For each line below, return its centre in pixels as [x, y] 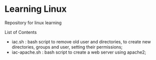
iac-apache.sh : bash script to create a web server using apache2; [79, 52]
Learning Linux [36, 9]
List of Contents [21, 32]
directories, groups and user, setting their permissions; [67, 47]
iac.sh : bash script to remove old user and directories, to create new [81, 42]
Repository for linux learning [33, 23]
